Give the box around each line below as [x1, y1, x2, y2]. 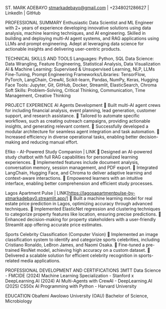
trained [5, 247, 20, 253]
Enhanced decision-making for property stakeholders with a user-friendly [5, 217, 156, 222]
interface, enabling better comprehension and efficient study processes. [5, 180, 154, 186]
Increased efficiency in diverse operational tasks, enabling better [5, 134, 138, 140]
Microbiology [5, 298, 32, 304]
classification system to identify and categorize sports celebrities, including [5, 236, 160, 242]
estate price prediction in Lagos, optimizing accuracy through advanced [5, 201, 153, 206]
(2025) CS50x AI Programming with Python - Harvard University [5, 283, 137, 289]
